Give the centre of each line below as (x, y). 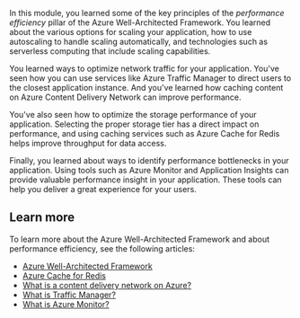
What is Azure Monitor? (66, 304)
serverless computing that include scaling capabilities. (110, 51)
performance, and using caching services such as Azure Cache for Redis (145, 133)
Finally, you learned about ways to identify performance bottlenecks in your (149, 160)
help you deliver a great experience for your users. (103, 189)
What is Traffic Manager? (69, 295)
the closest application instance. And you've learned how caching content (146, 88)
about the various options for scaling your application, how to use (131, 32)
